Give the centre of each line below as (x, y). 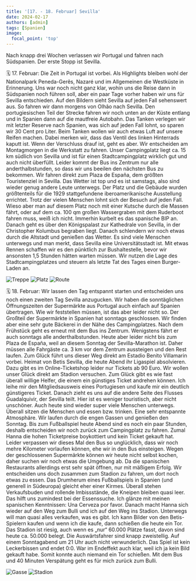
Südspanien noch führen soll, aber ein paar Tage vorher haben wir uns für (95, 94)
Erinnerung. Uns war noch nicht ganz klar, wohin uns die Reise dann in (91, 88)
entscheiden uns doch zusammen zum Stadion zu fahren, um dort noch (92, 474)
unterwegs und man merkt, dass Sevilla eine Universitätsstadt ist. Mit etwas (97, 243)
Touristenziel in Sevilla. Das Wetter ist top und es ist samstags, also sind (93, 181)
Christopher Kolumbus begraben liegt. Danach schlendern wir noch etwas (95, 231)
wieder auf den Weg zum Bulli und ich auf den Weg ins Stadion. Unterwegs (97, 511)
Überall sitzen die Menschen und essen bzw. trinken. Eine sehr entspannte (96, 411)
